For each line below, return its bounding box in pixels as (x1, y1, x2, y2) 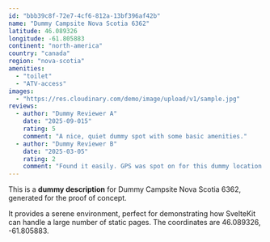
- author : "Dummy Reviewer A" (15, 110, 117, 118)
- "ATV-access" (15, 79, 67, 87)
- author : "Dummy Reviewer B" (15, 139, 117, 148)
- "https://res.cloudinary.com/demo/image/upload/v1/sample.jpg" (15, 95, 241, 103)
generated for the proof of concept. (8, 193, 127, 203)
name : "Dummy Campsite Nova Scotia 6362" (8, 19, 150, 28)
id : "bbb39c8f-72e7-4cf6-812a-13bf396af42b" (8, 11, 161, 20)
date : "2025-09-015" (23, 117, 92, 125)
